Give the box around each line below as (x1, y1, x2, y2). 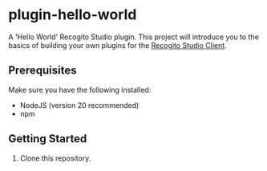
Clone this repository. (19, 153, 91, 163)
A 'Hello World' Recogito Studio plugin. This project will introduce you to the (8, 32, 259, 42)
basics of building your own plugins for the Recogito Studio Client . (8, 40, 227, 50)
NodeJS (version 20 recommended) (19, 100, 140, 109)
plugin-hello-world (8, 6, 137, 24)
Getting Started (8, 132, 87, 145)
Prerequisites (8, 64, 77, 78)
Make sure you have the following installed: (8, 85, 152, 94)
